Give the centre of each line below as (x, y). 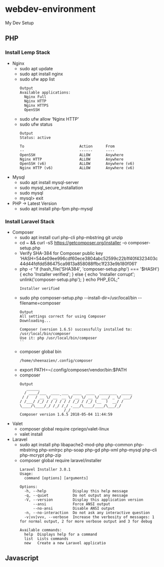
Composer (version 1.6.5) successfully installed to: (76, 329)
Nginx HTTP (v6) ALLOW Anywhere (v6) (77, 168)
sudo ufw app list (37, 79)
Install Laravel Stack (30, 221)
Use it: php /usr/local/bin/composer (58, 338)
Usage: (26, 473)
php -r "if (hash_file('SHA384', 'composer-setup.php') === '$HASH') (89, 269)
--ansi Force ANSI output (72, 504)
